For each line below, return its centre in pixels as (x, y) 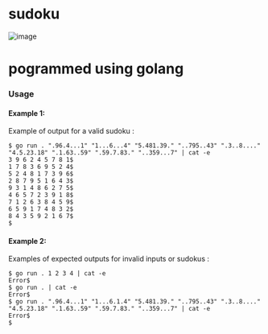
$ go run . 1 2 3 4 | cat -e (57, 274)
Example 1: (27, 113)
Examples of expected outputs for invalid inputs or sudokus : (109, 259)
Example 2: (27, 241)
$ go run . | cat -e (43, 288)
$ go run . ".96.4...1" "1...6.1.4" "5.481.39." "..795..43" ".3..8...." (135, 302)
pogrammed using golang (96, 69)
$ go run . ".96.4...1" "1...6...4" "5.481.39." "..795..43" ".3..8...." (135, 146)
